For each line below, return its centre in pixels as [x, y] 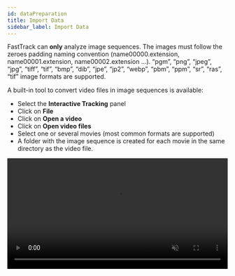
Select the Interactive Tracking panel [71, 104]
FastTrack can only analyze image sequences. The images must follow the [115, 47]
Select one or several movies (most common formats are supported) [116, 133]
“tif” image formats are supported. [57, 77]
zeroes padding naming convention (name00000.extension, [93, 54]
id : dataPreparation [37, 14]
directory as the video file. [55, 149]
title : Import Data [36, 20]
